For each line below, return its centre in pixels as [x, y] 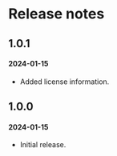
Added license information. [65, 82]
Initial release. [43, 145]
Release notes [56, 14]
